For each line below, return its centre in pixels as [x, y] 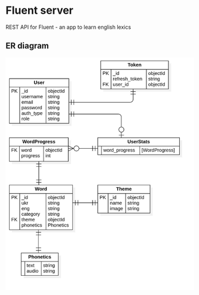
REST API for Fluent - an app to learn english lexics [68, 27]
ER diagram [27, 46]
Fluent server [40, 10]
